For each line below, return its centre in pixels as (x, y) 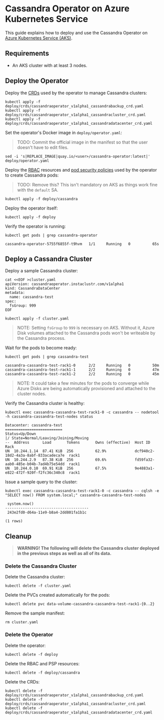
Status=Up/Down (21, 434)
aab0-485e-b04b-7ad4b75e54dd (35, 464)
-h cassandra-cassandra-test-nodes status (49, 417)
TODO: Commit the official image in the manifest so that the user (82, 142)
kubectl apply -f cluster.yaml (37, 319)
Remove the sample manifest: (35, 613)
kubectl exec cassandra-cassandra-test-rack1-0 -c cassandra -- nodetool (82, 412)
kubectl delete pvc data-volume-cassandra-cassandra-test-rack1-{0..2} (80, 604)
